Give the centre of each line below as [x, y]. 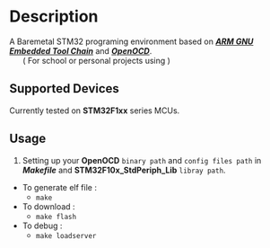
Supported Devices [64, 89]
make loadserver [66, 235]
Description [54, 17]
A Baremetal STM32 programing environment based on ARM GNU [131, 41]
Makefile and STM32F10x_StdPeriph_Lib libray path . [124, 170]
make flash [56, 217]
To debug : [42, 226]
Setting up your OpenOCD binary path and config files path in [142, 160]
